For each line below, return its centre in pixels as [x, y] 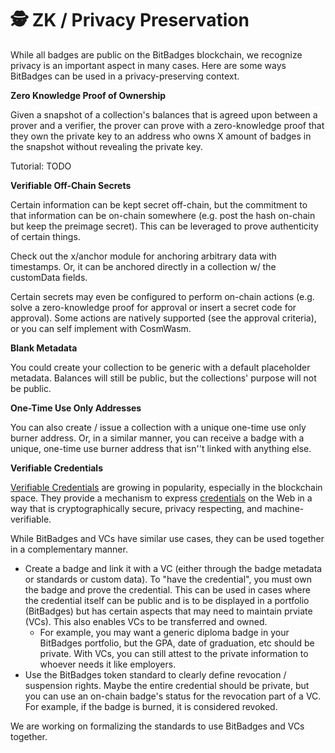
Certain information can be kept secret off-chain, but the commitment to [159, 204]
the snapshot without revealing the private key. [106, 146]
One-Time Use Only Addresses [76, 408]
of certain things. [45, 236]
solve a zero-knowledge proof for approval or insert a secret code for [153, 307]
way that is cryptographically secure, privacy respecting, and [136, 508]
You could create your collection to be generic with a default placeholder [160, 367]
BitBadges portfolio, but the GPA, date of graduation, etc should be [177, 643]
